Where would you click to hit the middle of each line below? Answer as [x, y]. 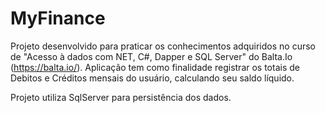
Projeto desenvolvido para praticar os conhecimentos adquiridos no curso [163, 46]
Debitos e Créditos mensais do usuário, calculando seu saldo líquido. [152, 78]
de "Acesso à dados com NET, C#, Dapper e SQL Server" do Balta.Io [151, 56]
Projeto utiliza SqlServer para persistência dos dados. [121, 97]
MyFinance [58, 18]
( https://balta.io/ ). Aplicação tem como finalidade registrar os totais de [155, 67]
